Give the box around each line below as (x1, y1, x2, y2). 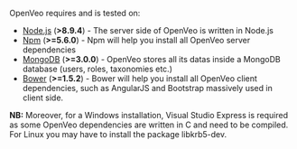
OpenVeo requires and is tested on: (9, 8, 141, 18)
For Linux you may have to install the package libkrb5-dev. (9, 129, 227, 139)
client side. (22, 92, 64, 103)
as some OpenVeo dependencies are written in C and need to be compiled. (9, 119, 289, 130)
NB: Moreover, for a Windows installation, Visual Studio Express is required (9, 110, 289, 120)
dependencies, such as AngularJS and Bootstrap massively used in (22, 83, 273, 93)
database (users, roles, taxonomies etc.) (22, 63, 173, 74)
